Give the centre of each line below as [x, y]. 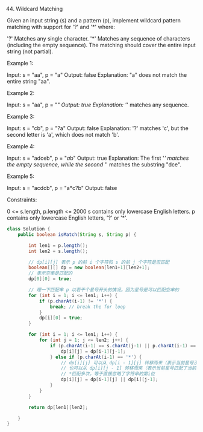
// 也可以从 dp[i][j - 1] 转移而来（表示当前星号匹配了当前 [128, 368]
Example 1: [20, 63]
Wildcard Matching [39, 9]
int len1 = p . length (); [58, 245]
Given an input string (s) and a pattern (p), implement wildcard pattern [94, 20]
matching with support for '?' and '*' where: [61, 27]
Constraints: [22, 200]
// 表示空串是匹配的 [51, 273]
